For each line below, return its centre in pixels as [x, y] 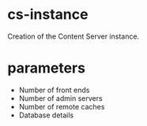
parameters [47, 68]
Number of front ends [54, 90]
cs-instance [48, 15]
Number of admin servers [61, 98]
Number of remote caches [62, 106]
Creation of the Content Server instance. [73, 36]
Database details [46, 115]
